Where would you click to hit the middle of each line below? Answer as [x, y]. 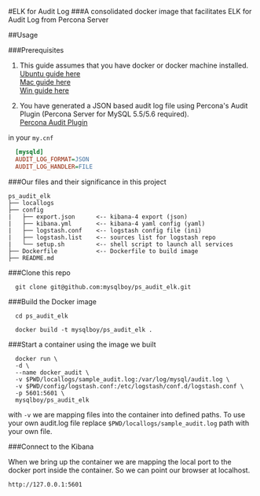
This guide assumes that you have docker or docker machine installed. [134, 65]
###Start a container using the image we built [82, 344]
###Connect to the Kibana [51, 446]
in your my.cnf [31, 138]
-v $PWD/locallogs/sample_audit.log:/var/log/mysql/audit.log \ [123, 379]
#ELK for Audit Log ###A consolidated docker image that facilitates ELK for [130, 11]
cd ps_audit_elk [42, 316]
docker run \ [37, 358]
